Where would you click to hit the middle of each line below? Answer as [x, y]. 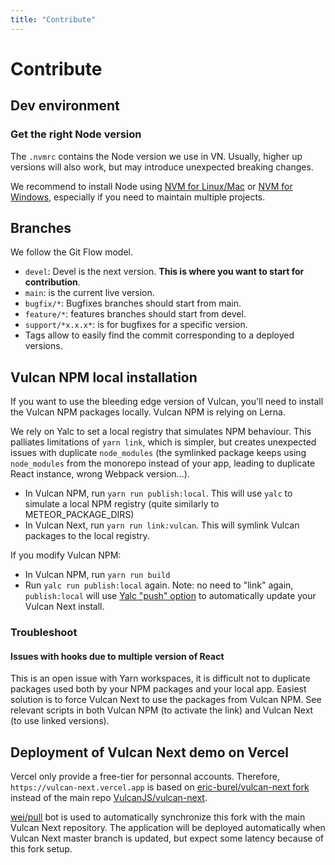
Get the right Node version [76, 134]
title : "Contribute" [53, 19]
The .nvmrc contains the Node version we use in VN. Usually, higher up [156, 156]
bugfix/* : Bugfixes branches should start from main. [133, 303]
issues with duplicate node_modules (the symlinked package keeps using [158, 453]
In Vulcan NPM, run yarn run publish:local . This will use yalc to [158, 493]
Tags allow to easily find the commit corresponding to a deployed [159, 335]
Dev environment [65, 106]
